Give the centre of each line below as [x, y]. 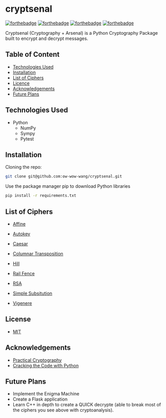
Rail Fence [23, 273]
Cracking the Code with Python [46, 365]
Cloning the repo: [23, 167]
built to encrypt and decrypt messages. [47, 38]
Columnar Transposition [38, 253]
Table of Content [32, 54]
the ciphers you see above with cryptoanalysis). [63, 410]
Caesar [20, 244]
